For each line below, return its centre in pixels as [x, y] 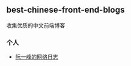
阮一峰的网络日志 [37, 57]
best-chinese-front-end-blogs [65, 10]
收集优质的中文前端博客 [36, 25]
